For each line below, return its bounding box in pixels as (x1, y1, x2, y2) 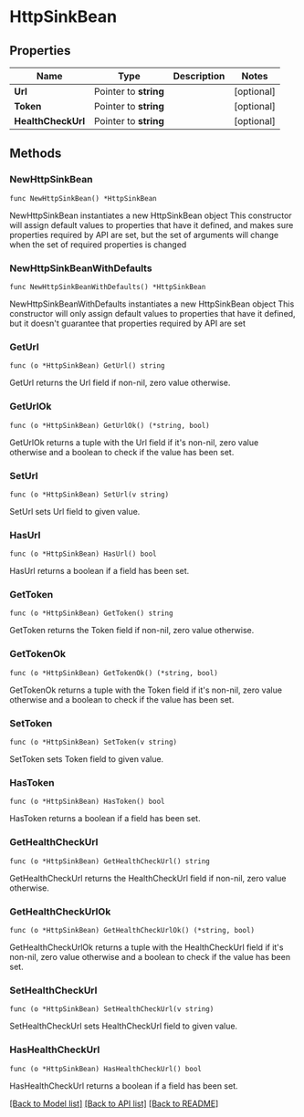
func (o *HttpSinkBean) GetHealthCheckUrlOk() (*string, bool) (9, 925, 256, 934)
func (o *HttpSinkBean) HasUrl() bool (9, 549, 157, 558)
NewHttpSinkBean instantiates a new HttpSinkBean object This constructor (9, 210, 292, 221)
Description (173, 70, 225, 82)
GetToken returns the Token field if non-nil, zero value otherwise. (9, 625, 255, 636)
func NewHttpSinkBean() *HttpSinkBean (9, 193, 157, 203)
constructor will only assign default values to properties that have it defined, (9, 308, 296, 318)
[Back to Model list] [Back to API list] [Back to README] (9, 1098, 219, 1109)
